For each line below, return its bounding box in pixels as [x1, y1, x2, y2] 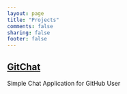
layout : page [7, 10, 44, 17]
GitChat [7, 61, 41, 73]
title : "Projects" [7, 16, 59, 23]
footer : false [7, 36, 48, 43]
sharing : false [7, 29, 51, 36]
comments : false [7, 23, 53, 30]
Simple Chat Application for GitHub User [7, 79, 121, 87]
